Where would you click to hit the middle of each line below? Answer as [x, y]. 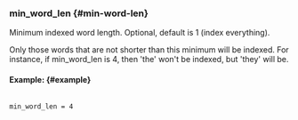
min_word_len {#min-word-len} [79, 13]
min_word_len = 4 [41, 106]
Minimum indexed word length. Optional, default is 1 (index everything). [140, 33]
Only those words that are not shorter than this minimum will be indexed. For [149, 50]
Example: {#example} [50, 79]
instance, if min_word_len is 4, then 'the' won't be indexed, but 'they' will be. [149, 60]
